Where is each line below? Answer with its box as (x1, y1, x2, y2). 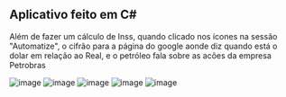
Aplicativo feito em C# (9, 7, 137, 22)
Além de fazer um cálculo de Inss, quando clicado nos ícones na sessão (9, 31, 278, 41)
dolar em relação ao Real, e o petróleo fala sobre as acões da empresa (9, 49, 272, 61)
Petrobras (9, 59, 47, 70)
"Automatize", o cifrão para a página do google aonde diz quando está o (9, 40, 278, 51)
